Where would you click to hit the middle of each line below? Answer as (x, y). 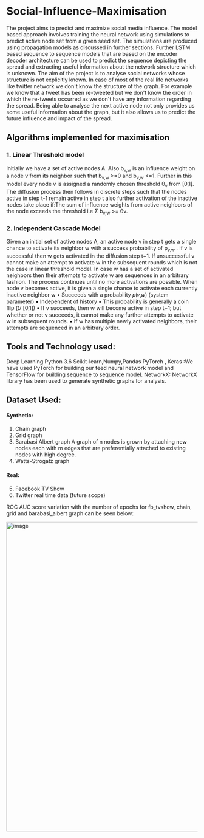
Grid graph (29, 435)
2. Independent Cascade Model (54, 228)
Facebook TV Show (40, 489)
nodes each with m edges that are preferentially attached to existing (100, 448)
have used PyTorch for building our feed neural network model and (90, 368)
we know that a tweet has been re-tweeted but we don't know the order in (99, 92)
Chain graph (31, 429)
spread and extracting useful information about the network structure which (101, 67)
